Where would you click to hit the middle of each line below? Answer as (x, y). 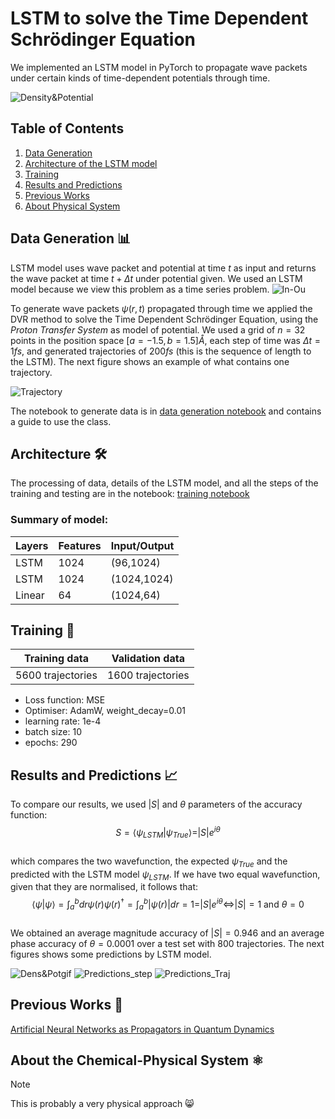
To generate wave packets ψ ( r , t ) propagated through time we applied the (161, 308)
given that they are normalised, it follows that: (104, 887)
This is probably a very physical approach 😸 (102, 1104)
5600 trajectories (56, 675)
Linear (30, 595)
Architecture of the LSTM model (91, 163)
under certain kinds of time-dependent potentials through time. (140, 78)
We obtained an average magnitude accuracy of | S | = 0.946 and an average (167, 933)
